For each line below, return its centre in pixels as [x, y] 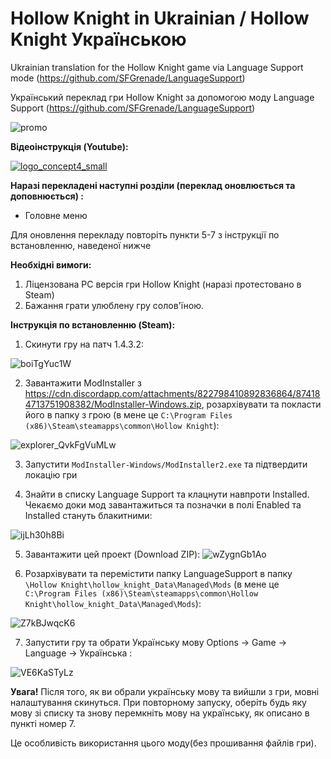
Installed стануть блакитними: [88, 515]
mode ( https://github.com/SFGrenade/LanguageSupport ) [128, 78]
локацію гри [51, 474]
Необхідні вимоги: [51, 264]
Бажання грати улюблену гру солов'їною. [114, 305]
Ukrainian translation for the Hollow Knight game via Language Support [157, 67]
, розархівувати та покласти [261, 404]
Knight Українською [98, 39]
